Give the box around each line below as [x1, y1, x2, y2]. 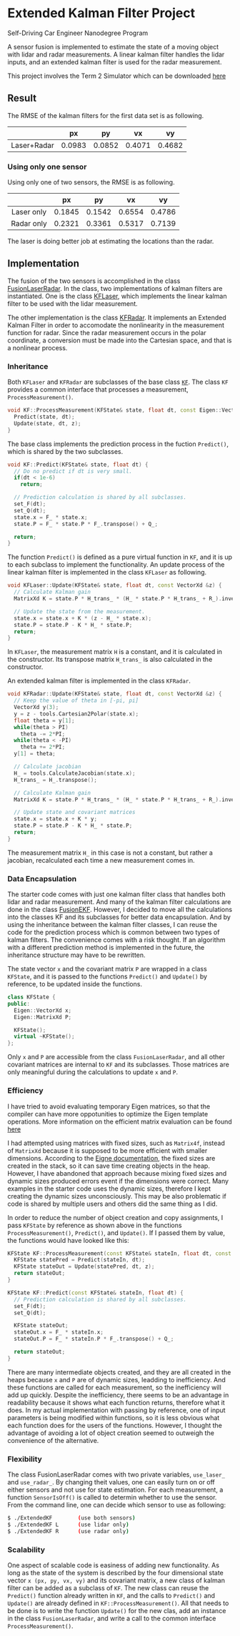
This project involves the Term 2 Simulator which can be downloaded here [7, 71, 226, 80]
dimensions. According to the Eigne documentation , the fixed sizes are [7, 1154, 216, 1162]
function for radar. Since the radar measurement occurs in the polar [7, 328, 206, 337]
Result [7, 92, 37, 104]
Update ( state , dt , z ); [14, 420, 81, 427]
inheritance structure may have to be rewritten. [7, 951, 146, 959]
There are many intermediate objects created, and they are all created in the [7, 1367, 231, 1377]
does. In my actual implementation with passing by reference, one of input [7, 1406, 226, 1414]
